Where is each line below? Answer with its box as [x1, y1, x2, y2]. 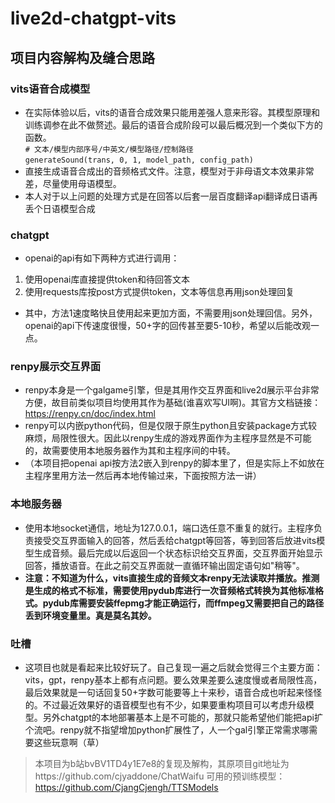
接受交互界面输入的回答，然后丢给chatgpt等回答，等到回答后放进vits [33, 534, 317, 546]
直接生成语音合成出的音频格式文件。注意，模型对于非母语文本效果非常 [24, 165, 315, 177]
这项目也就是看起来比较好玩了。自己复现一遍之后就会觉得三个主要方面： [24, 662, 323, 674]
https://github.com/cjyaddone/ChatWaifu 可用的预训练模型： [34, 770, 286, 782]
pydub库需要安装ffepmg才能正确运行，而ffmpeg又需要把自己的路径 [42, 597, 325, 609]
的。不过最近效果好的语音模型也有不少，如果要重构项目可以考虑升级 [24, 699, 306, 711]
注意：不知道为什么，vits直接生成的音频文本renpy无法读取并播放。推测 [24, 572, 320, 584]
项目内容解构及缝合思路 [10, 49, 155, 66]
